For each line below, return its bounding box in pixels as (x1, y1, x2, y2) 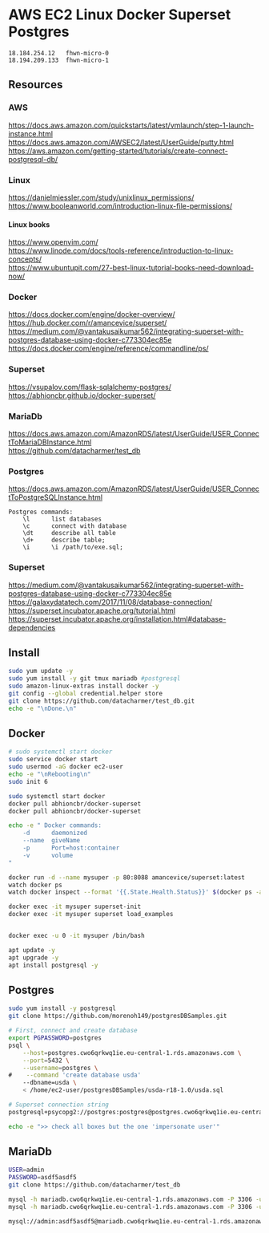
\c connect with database (22, 522, 127, 530)
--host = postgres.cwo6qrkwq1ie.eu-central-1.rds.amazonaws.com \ (22, 1048, 242, 1057)
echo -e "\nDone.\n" (8, 704, 78, 712)
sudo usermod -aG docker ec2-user (8, 763, 124, 771)
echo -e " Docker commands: (8, 821, 102, 829)
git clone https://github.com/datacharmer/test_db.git (8, 696, 195, 705)
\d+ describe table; (22, 536, 106, 545)
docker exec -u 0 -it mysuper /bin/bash (8, 932, 146, 940)
